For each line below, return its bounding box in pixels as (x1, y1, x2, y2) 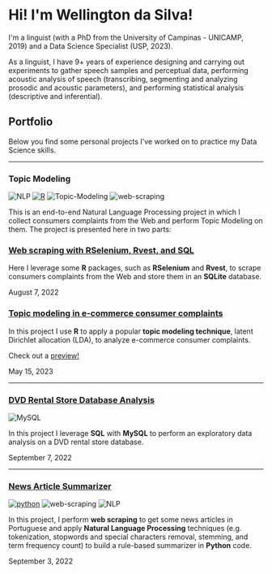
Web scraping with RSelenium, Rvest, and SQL (8, 244, 194, 256)
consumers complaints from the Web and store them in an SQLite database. (8, 272, 261, 282)
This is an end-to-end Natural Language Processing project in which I (8, 207, 240, 217)
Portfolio (8, 115, 53, 129)
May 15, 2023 (8, 366, 54, 376)
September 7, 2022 (8, 452, 73, 462)
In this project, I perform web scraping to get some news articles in (8, 515, 233, 524)
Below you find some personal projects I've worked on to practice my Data (8, 136, 257, 146)
